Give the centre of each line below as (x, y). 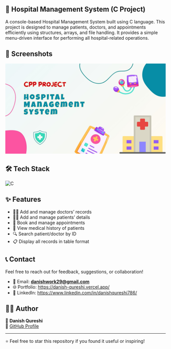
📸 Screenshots (29, 54)
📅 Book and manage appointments (49, 223)
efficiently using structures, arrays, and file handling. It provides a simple (82, 32)
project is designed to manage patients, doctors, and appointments (76, 27)
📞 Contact (20, 260)
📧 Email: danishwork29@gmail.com (51, 281)
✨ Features (23, 199)
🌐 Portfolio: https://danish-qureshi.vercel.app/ (61, 287)
